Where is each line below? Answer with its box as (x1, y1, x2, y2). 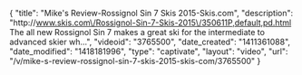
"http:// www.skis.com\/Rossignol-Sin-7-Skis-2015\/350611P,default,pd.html (9, 17, 292, 28)
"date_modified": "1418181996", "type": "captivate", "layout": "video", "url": (9, 46, 288, 57)
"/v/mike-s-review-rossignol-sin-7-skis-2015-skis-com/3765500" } (9, 56, 261, 66)
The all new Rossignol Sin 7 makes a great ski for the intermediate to (9, 27, 266, 37)
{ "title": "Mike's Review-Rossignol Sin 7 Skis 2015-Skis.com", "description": (9, 8, 294, 18)
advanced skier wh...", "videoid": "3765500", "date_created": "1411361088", (9, 36, 291, 47)
